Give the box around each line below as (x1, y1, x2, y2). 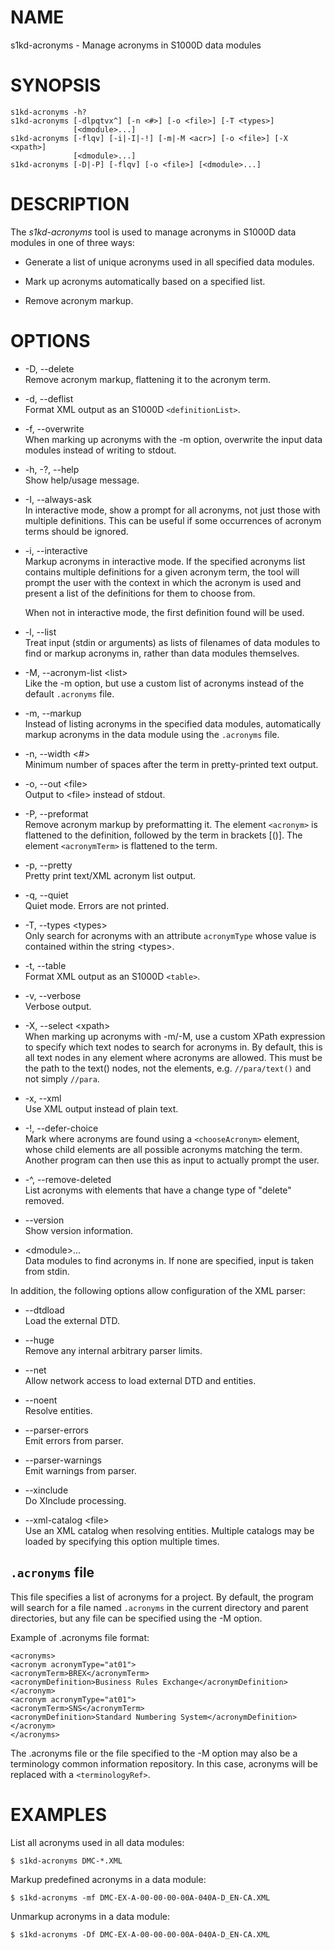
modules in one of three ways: (10, 236, 135, 248)
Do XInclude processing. (24, 1494, 127, 1506)
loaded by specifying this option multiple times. (24, 1535, 220, 1547)
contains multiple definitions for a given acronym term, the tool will (24, 566, 300, 578)
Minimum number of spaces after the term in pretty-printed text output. (24, 758, 319, 770)
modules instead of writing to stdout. (24, 444, 177, 456)
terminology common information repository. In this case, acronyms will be (10, 1757, 318, 1770)
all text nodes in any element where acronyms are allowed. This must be (24, 1051, 323, 1063)
